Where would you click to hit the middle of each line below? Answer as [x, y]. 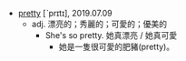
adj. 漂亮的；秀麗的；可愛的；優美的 [99, 24]
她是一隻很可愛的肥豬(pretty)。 [117, 46]
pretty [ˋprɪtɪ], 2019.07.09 [65, 13]
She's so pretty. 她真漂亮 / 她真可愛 [111, 35]
